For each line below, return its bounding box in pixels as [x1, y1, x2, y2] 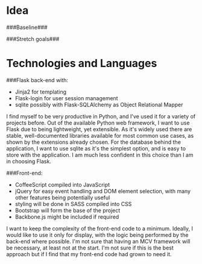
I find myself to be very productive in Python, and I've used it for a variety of [6, 112, 196, 120]
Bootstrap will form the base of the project [14, 207, 121, 214]
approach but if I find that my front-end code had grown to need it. [6, 250, 172, 257]
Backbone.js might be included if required [14, 213, 119, 221]
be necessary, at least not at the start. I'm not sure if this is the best [6, 244, 174, 251]
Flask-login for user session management [14, 94, 119, 101]
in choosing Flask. [6, 158, 51, 165]
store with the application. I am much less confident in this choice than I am [6, 151, 194, 158]
